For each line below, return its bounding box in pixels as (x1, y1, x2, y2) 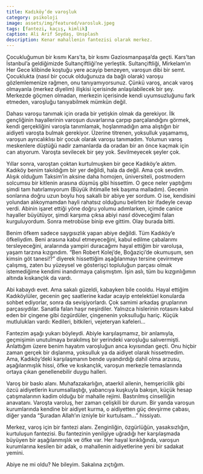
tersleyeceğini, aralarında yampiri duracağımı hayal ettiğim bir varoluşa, (6, 242, 184, 249)
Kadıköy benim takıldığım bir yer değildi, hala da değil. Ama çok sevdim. (6, 166, 185, 174)
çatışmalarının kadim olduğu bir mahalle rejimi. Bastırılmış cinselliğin (6, 393, 175, 400)
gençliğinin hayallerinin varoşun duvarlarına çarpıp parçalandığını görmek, (6, 116, 191, 124)
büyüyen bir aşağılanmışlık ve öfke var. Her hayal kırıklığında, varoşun (6, 437, 179, 443)
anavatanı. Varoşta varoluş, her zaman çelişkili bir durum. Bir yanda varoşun (6, 399, 195, 406)
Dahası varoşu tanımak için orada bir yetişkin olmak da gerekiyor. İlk (6, 110, 175, 117)
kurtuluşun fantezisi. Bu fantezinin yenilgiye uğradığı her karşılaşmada (6, 430, 180, 437)
